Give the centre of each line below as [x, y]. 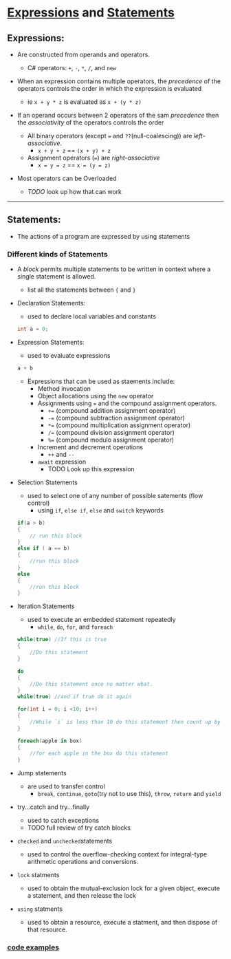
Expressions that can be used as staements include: [101, 381]
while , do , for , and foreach [75, 627]
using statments [40, 909]
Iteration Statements [46, 606]
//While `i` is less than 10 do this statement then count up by [125, 722]
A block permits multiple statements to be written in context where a [114, 269]
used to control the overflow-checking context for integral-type [117, 854]
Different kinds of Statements [57, 254]
